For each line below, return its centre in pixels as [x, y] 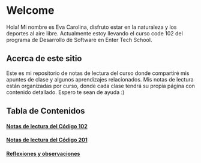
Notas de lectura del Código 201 [47, 140]
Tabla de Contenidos [46, 111]
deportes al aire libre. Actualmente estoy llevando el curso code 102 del [94, 33]
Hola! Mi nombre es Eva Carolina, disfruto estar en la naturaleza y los [91, 27]
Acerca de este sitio [44, 58]
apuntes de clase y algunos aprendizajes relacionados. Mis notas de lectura [100, 79]
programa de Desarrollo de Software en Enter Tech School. [79, 40]
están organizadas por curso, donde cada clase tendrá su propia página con [100, 86]
